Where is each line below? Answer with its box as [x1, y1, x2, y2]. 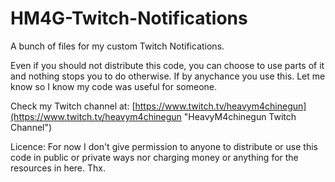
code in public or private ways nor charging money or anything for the [10, 151, 299, 163]
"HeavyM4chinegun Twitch [183, 110, 297, 122]
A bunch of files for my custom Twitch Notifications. [10, 40, 225, 52]
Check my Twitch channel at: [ [10, 100, 136, 112]
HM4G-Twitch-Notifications [10, 7, 248, 30]
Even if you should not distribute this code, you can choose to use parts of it [10, 59, 325, 71]
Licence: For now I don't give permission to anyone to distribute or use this [10, 140, 318, 152]
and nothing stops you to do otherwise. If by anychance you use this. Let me [10, 70, 326, 82]
